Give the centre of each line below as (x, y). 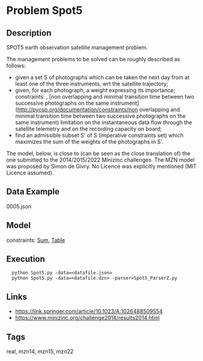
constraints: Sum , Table (36, 240)
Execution (26, 259)
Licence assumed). (30, 173)
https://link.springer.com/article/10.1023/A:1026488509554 (89, 311)
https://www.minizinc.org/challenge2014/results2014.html (87, 318)
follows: (16, 65)
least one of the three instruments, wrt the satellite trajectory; (92, 84)
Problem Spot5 (45, 11)
